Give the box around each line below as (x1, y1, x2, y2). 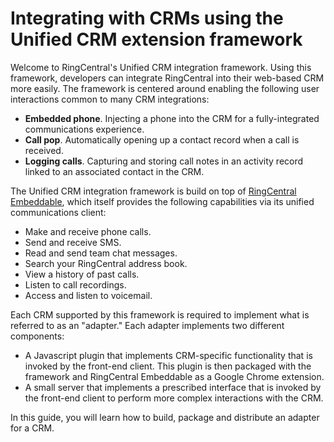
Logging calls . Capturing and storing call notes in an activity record (24, 155, 304, 167)
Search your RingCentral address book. (24, 257, 188, 269)
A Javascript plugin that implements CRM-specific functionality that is (24, 349, 313, 361)
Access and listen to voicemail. (24, 289, 153, 301)
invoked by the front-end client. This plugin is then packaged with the (24, 360, 312, 372)
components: (10, 330, 65, 342)
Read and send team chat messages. (24, 247, 178, 259)
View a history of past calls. (24, 268, 140, 280)
